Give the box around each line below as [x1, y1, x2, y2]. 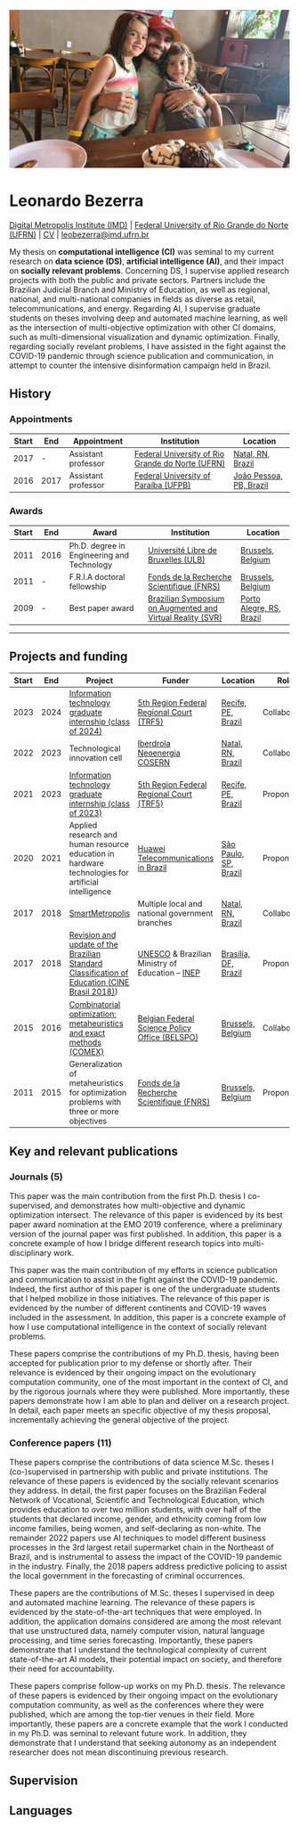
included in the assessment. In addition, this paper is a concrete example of [9, 1312, 287, 1323]
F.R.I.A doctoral [69, 571, 125, 582]
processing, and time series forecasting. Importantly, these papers [9, 1635, 254, 1646]
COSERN [137, 757, 171, 768]
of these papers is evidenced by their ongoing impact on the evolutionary [9, 1690, 279, 1701]
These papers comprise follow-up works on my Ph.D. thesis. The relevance [9, 1681, 286, 1692]
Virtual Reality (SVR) [148, 612, 222, 624]
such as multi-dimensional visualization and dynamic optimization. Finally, [9, 331, 280, 343]
